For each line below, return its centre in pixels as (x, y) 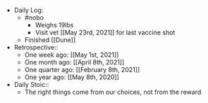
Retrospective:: (36, 47)
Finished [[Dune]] (50, 40)
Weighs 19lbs (54, 25)
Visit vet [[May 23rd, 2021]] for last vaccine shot (105, 32)
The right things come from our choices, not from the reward (113, 92)
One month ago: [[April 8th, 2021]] (74, 62)
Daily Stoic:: (31, 84)
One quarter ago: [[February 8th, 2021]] (82, 70)
